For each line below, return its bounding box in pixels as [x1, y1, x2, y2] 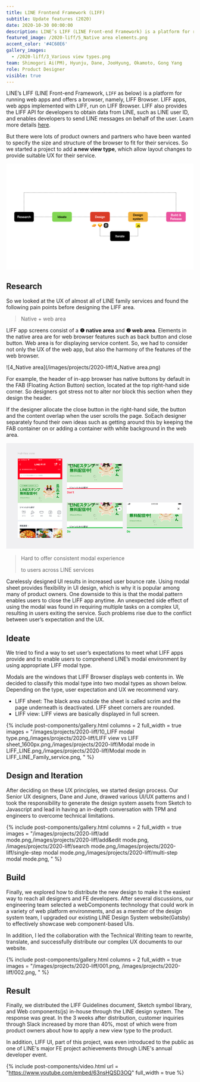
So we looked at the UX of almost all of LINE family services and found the [6, 297, 189, 304]
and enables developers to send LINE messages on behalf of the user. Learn [6, 115, 194, 122]
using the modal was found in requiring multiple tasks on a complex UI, [6, 603, 180, 611]
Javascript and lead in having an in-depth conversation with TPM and [6, 806, 177, 813]
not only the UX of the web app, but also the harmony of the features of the [6, 346, 192, 353]
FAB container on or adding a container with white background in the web [6, 424, 187, 432]
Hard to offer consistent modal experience [20, 555, 125, 562]
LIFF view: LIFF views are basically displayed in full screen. [14, 710, 160, 717]
